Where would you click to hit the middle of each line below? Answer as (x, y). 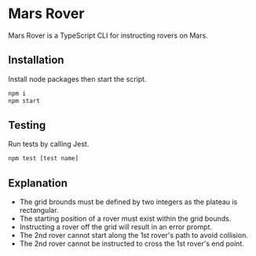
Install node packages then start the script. (77, 79)
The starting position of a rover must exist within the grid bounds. (125, 218)
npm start (24, 101)
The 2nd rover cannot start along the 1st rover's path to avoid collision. (134, 235)
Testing (27, 125)
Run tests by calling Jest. (49, 144)
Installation (36, 60)
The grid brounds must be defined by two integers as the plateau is (128, 202)
